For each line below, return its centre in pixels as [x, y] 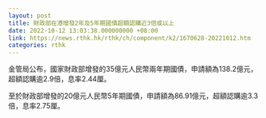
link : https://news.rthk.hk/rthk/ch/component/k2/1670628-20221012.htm [129, 38]
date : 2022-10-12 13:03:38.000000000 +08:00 [83, 30]
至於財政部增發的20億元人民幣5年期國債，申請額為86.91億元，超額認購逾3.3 [133, 96]
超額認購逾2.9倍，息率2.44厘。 [60, 79]
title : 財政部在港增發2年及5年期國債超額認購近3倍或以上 [92, 23]
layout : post [30, 16]
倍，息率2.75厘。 [37, 106]
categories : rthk [37, 45]
